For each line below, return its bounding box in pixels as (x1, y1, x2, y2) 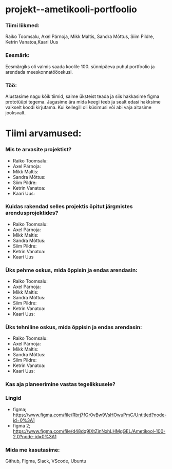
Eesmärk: (5, 52, 30, 59)
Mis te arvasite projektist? (5, 146, 72, 153)
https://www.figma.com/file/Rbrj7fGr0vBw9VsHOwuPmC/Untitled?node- (12, 412, 167, 418)
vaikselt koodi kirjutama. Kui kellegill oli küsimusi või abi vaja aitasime (5, 104, 152, 111)
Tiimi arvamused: (5, 128, 82, 139)
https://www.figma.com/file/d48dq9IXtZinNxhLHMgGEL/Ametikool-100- (12, 428, 166, 434)
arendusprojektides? (5, 209, 59, 216)
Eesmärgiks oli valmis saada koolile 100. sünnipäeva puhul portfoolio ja (5, 63, 155, 70)
